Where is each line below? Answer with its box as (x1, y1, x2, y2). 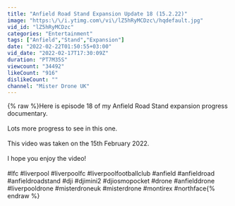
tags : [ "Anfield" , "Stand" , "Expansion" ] (7, 37, 125, 44)
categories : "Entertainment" (7, 30, 93, 37)
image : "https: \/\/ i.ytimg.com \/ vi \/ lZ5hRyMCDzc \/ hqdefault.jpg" (7, 17, 203, 24)
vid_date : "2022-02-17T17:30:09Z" (7, 50, 109, 57)
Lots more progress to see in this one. (7, 124, 118, 133)
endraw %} (7, 192, 40, 200)
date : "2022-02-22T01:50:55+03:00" (7, 43, 112, 50)
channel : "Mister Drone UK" (7, 83, 90, 90)
